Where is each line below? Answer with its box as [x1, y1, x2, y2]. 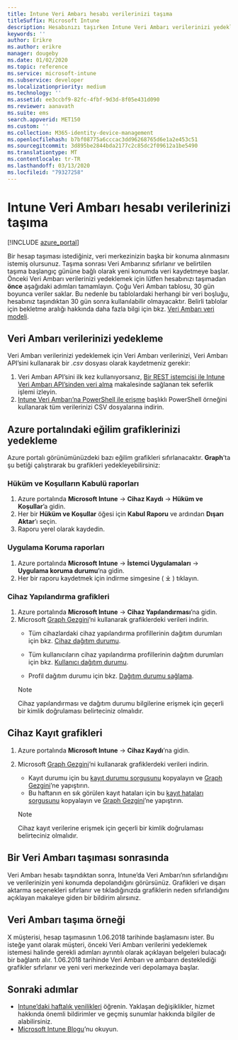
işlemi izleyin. [17, 388, 57, 396]
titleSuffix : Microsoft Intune [7, 17, 100, 24]
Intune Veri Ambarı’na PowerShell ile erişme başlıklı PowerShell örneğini [17, 395, 227, 404]
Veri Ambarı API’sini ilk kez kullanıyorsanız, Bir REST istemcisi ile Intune [17, 373, 225, 381]
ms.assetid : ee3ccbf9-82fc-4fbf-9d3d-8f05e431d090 [7, 97, 160, 104]
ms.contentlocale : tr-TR [7, 155, 81, 163]
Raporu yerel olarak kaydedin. [17, 525, 105, 533]
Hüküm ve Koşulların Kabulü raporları [7, 478, 140, 488]
